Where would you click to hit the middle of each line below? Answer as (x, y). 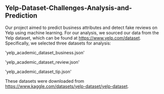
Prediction (21, 16)
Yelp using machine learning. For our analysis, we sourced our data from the (82, 33)
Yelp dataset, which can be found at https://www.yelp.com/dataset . (73, 38)
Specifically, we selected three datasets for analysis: (58, 43)
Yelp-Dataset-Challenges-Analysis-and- (69, 8)
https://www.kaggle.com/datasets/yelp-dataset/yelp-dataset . (67, 86)
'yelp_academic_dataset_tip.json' (38, 71)
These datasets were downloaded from (45, 81)
